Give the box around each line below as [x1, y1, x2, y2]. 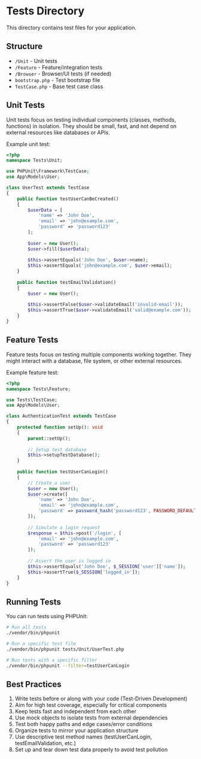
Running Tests [6, 597, 61, 607]
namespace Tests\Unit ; [6, 158, 63, 164]
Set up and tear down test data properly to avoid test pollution [14, 746, 168, 753]
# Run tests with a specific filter [6, 657, 98, 663]
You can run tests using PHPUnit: [6, 613, 88, 620]
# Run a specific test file [6, 640, 77, 646]
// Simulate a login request [28, 524, 100, 531]
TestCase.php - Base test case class [14, 83, 103, 90]
